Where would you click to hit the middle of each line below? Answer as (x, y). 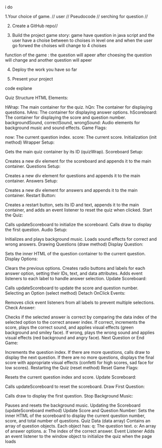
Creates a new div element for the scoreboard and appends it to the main (78, 161)
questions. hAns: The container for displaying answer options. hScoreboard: (81, 112)
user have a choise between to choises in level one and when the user (82, 40)
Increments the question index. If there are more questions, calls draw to (78, 352)
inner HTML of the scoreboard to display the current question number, (75, 415)
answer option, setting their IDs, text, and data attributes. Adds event (74, 273)
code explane (19, 88)
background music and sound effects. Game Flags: (56, 128)
